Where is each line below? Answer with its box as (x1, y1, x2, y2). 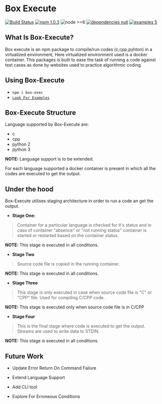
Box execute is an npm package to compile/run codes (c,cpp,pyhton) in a (5, 46, 153, 52)
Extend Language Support (12, 375, 65, 380)
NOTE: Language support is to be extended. (5, 156, 94, 162)
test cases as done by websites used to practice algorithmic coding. (5, 62, 142, 68)
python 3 (12, 146, 31, 152)
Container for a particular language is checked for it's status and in (17, 222, 152, 228)
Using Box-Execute (5, 76, 65, 85)
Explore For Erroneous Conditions (12, 394, 81, 399)
